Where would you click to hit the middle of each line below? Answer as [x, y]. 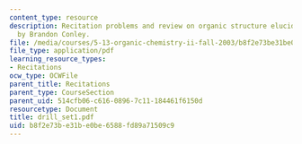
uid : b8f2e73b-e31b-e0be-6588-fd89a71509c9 [92, 126]
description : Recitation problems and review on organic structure [138, 26]
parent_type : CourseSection [62, 92]
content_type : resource [54, 17]
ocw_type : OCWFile [44, 76]
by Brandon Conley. [54, 34]
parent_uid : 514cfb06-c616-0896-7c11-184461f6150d [106, 101]
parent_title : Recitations [60, 84]
